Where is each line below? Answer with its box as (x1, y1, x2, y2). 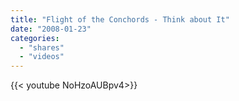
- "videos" (19, 52, 65, 62)
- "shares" (19, 42, 65, 53)
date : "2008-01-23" (10, 24, 92, 34)
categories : (10, 33, 60, 43)
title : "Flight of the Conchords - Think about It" (10, 14, 230, 25)
